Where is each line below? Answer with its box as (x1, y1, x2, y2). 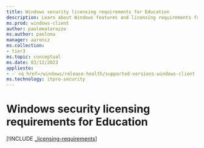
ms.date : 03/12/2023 (6, 59, 59, 65)
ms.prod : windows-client (6, 20, 69, 26)
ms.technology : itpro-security (6, 76, 86, 82)
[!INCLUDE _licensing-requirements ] (6, 135, 97, 143)
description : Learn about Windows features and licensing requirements (6, 14, 191, 21)
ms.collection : (6, 43, 45, 49)
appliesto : (6, 65, 34, 71)
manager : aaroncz (6, 37, 50, 43)
